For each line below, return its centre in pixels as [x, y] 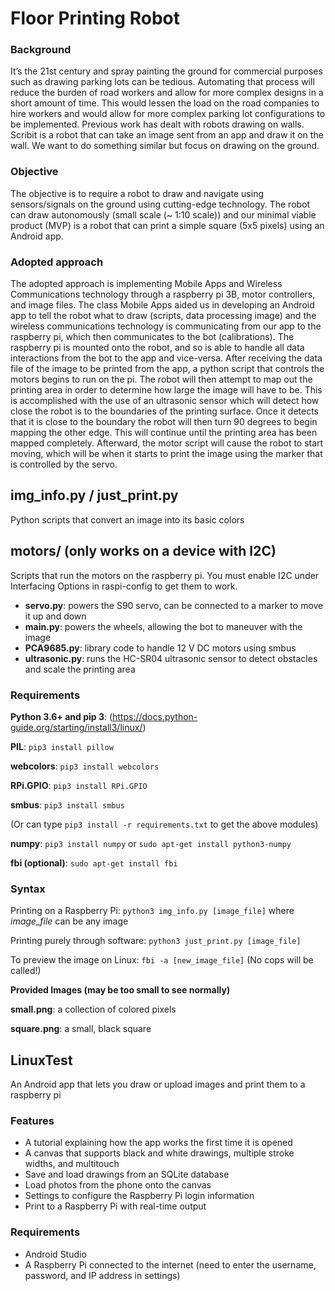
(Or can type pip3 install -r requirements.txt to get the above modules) [164, 824]
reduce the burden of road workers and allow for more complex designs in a [167, 93]
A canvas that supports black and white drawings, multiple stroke [159, 1153]
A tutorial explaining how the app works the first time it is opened [158, 1143]
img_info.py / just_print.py [94, 495]
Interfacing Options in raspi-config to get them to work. [124, 586]
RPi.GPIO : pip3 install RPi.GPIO [79, 785]
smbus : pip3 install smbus [67, 805]
